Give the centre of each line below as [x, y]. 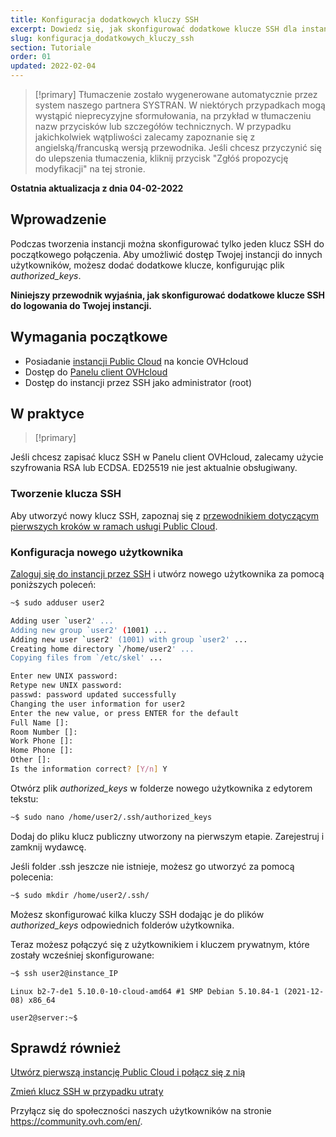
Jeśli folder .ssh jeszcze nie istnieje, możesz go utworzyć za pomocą [152, 866]
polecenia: [32, 877]
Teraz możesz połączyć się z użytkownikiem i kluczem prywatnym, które [160, 944]
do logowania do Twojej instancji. [81, 305]
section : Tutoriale [51, 47]
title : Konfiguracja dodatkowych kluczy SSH [104, 19]
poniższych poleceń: [53, 585]
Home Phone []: [42, 751]
